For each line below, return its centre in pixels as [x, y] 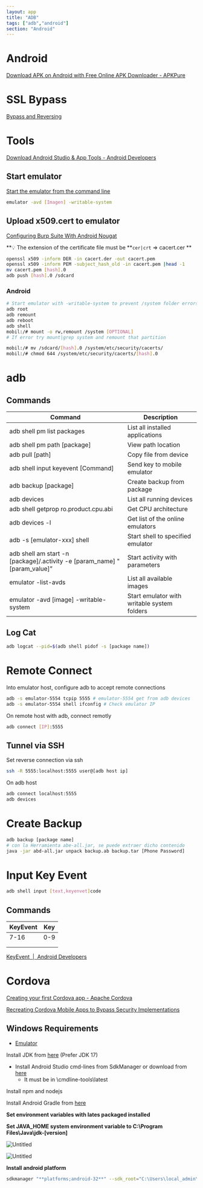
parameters [143, 565]
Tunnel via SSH [35, 745]
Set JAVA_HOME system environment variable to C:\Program [85, 1126]
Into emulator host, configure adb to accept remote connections [86, 687]
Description [161, 418]
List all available [150, 579]
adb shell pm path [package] [50, 445]
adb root [17, 309]
